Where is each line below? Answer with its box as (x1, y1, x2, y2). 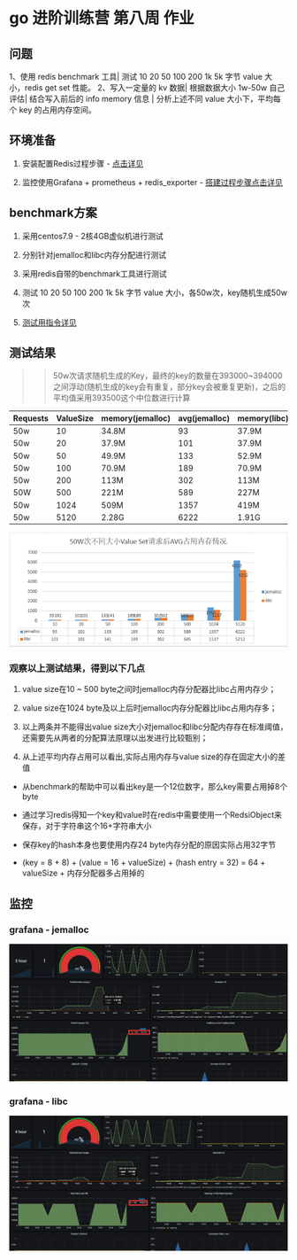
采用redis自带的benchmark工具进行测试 (21, 268, 167, 279)
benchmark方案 (9, 206, 97, 221)
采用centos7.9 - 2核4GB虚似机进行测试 (21, 230, 164, 241)
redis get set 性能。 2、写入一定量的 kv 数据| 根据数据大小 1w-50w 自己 (24, 82, 286, 93)
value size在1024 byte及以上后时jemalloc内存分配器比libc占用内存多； (21, 703, 278, 713)
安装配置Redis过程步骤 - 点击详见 (21, 158, 144, 168)
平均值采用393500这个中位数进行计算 (52, 393, 191, 403)
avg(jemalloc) (178, 413, 231, 424)
